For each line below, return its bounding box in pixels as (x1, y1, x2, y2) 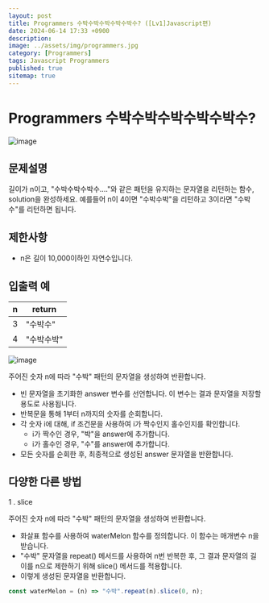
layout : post (8, 11, 52, 20)
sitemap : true (8, 72, 56, 80)
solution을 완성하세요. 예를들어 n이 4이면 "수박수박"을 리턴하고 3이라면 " (8, 194, 238, 204)
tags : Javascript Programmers (8, 57, 110, 65)
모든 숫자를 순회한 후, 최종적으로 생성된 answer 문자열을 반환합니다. (19, 449, 234, 459)
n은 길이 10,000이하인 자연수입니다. (19, 253, 133, 263)
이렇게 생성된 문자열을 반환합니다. (19, 571, 126, 580)
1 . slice (8, 497, 33, 506)
